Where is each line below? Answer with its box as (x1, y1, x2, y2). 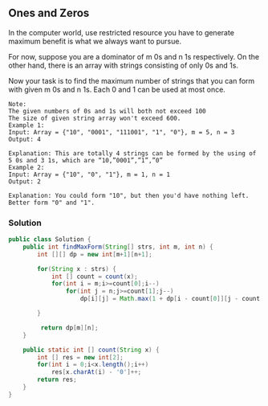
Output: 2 (8, 177, 42, 186)
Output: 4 (8, 135, 42, 143)
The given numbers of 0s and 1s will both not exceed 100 (8, 107, 206, 115)
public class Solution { (8, 236, 91, 244)
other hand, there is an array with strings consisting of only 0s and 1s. (8, 60, 239, 70)
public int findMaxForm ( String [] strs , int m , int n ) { (22, 243, 214, 251)
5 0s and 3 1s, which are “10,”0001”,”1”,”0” (8, 156, 163, 164)
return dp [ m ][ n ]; (40, 323, 99, 332)
